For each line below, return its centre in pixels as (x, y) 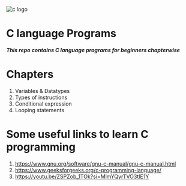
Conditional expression (43, 103)
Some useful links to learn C (77, 134)
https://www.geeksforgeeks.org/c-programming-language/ (88, 170)
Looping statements (40, 110)
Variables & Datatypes (42, 91)
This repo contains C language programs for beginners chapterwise (93, 50)
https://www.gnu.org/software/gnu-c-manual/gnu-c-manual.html (95, 163)
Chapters (30, 74)
